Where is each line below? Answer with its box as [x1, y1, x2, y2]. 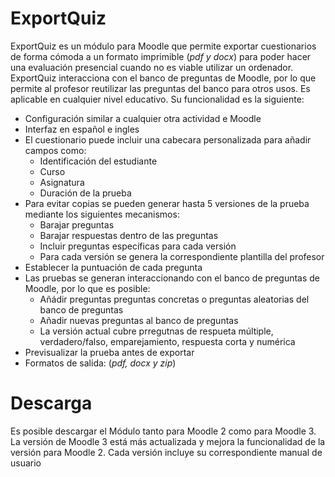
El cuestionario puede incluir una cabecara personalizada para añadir [24, 133, 312, 146]
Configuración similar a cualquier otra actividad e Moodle [24, 112, 262, 124]
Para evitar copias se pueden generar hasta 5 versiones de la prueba [24, 197, 310, 209]
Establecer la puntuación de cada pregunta [24, 261, 203, 273]
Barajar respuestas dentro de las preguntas [39, 229, 219, 241]
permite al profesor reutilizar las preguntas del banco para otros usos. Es [10, 82, 311, 94]
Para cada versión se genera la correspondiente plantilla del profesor [39, 250, 325, 262]
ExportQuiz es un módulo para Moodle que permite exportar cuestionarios [10, 40, 317, 52]
